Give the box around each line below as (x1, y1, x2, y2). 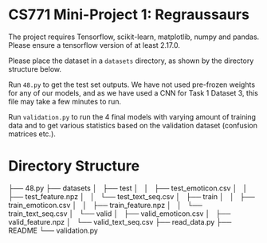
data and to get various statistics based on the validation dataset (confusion (8, 120, 257, 130)
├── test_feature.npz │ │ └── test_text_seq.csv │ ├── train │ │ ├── (8, 191, 255, 201)
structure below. (8, 64, 62, 73)
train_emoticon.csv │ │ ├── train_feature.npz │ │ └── (8, 200, 203, 210)
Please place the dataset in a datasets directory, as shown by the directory (8, 56, 254, 65)
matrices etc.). (8, 129, 56, 139)
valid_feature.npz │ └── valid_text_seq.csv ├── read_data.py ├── (8, 217, 232, 226)
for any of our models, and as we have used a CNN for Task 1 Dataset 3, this (8, 88, 259, 97)
